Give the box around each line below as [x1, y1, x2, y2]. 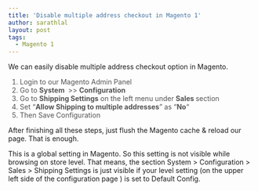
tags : [8, 33, 26, 41]
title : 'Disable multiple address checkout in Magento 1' [8, 11, 202, 20]
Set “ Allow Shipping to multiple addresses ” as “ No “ [19, 103, 190, 112]
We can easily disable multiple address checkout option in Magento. [8, 62, 229, 71]
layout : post [8, 26, 51, 34]
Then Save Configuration [19, 110, 100, 120]
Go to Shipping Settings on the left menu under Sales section [19, 94, 220, 103]
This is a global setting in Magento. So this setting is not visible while [8, 150, 231, 159]
